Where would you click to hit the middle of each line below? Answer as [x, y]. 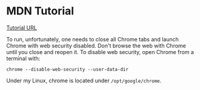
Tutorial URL [22, 28]
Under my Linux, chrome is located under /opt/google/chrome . [84, 80]
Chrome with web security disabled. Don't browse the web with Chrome [96, 46]
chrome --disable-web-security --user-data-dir [68, 69]
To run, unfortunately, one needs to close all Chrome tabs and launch [92, 39]
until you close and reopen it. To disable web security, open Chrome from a [100, 52]
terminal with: [23, 58]
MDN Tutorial [40, 11]
